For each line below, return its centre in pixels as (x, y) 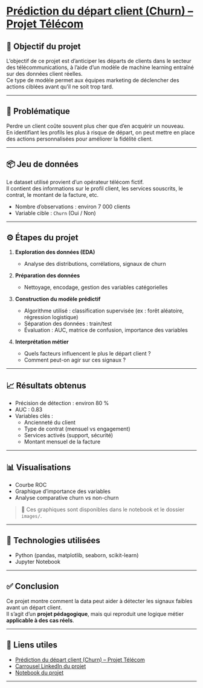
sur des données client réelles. (44, 74)
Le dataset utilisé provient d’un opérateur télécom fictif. (75, 182)
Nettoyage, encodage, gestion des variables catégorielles (96, 287)
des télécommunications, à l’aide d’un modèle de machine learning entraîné (100, 67)
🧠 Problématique (38, 111)
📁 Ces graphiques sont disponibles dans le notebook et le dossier (103, 509)
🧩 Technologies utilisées (53, 541)
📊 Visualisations (39, 467)
